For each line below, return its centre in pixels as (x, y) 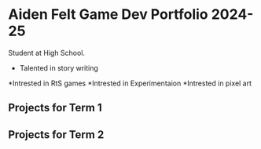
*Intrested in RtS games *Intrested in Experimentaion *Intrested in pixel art (130, 83)
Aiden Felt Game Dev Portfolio (108, 15)
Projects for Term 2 (56, 134)
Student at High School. (46, 53)
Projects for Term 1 (55, 108)
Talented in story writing (59, 67)
